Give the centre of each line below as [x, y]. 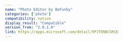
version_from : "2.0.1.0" [30, 28]
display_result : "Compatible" [36, 23]
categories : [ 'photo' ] [28, 14]
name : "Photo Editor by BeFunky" [39, 9]
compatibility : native [28, 18]
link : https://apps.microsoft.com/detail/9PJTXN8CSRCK [62, 32]
